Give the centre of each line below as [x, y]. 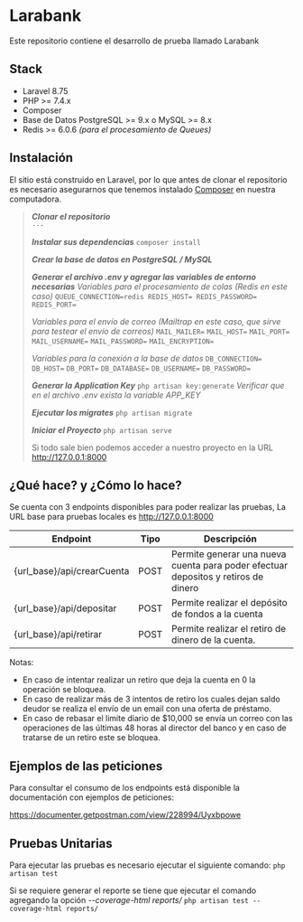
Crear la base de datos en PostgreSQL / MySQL [122, 259]
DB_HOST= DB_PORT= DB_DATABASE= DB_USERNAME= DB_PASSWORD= [141, 368]
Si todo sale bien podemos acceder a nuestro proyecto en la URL [152, 447]
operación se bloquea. [64, 690]
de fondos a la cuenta [217, 614]
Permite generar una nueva [229, 554]
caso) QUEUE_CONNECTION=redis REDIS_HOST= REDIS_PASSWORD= [144, 296]
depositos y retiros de [217, 577]
